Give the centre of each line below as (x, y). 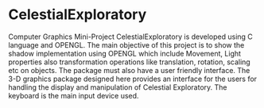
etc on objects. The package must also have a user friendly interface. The (129, 70)
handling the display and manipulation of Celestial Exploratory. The (118, 87)
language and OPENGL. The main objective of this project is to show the (126, 44)
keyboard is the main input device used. (74, 95)
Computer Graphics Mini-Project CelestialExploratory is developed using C (130, 37)
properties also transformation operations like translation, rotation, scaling (129, 62)
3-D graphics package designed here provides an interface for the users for (132, 79)
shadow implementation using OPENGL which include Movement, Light (124, 53)
